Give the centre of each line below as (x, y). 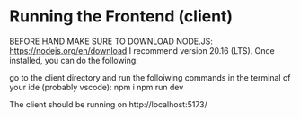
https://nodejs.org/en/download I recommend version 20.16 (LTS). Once (142, 50)
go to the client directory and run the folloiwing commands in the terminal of (150, 77)
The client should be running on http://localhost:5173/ (109, 104)
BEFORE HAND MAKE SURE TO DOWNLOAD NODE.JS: (111, 41)
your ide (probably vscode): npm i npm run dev (97, 87)
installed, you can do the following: (74, 60)
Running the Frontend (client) (121, 17)
